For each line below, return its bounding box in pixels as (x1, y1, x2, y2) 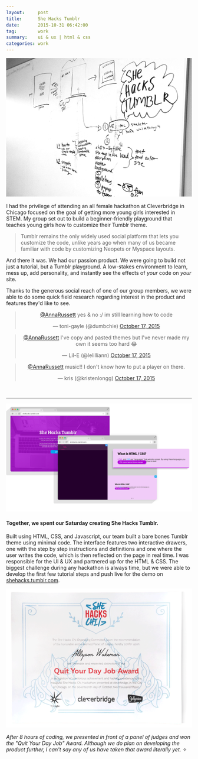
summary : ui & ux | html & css (6, 34, 91, 41)
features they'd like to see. (6, 299, 71, 307)
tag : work (6, 28, 49, 34)
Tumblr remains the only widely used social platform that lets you (20, 232, 179, 239)
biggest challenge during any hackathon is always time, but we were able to (6, 565, 190, 572)
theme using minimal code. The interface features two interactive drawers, (6, 539, 187, 546)
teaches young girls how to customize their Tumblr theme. (6, 221, 147, 228)
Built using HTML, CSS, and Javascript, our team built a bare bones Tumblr (6, 533, 189, 540)
